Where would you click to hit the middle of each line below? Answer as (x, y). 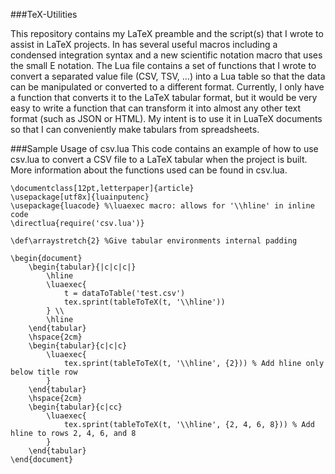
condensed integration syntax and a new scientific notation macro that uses (166, 55)
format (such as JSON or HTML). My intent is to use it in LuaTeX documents (166, 118)
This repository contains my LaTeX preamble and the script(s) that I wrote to (167, 33)
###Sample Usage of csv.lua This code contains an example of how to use (164, 148)
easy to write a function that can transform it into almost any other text (156, 108)
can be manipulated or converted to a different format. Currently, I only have (167, 87)
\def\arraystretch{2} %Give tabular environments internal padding (154, 241)
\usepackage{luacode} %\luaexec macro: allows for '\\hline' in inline (162, 206)
